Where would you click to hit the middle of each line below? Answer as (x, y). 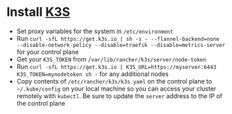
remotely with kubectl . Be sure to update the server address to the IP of (119, 96)
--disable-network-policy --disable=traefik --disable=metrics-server (121, 45)
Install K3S (38, 12)
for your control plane (48, 52)
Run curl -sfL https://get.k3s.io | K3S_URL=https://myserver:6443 (116, 66)
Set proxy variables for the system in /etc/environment (95, 31)
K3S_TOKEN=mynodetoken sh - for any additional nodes (92, 74)
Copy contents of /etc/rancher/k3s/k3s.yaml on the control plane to (114, 81)
